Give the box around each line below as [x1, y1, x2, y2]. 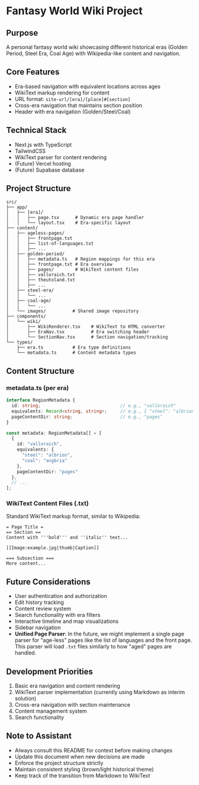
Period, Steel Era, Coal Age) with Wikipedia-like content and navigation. [6, 50, 181, 57]
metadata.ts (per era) [6, 384, 69, 392]
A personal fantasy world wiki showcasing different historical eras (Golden [6, 43, 188, 50]
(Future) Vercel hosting [14, 160, 71, 167]
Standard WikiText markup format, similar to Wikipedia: [6, 512, 141, 520]
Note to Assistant [6, 731, 72, 741]
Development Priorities [6, 666, 94, 676]
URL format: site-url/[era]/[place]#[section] [14, 95, 131, 102]
